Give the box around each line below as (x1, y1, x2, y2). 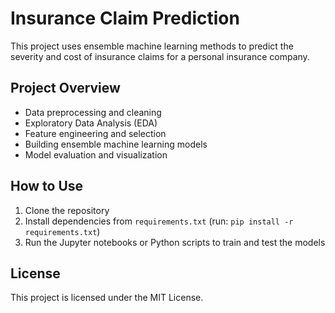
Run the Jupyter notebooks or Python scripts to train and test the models (24, 236, 326, 248)
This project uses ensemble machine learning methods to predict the (10, 40, 294, 52)
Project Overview (10, 80, 121, 97)
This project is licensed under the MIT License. (10, 292, 204, 304)
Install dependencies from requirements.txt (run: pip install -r (24, 215, 294, 227)
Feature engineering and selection (24, 127, 167, 139)
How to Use (10, 178, 84, 195)
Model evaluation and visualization (24, 148, 168, 161)
